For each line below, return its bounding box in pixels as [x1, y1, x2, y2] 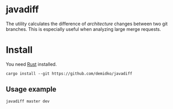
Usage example [6, 85, 57, 94]
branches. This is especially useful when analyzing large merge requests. [6, 26, 161, 32]
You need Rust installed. [6, 61, 57, 67]
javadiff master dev [6, 99, 50, 104]
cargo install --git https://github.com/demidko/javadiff [6, 71, 132, 76]
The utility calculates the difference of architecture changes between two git [6, 21, 168, 27]
